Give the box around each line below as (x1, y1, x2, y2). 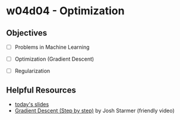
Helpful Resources (6, 85, 76, 95)
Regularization (14, 67, 50, 75)
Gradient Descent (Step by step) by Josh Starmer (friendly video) (14, 107, 175, 114)
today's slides (14, 101, 49, 108)
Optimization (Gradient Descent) (14, 55, 94, 63)
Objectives (6, 28, 48, 38)
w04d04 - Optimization (6, 4, 125, 18)
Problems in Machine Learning (14, 43, 90, 50)
